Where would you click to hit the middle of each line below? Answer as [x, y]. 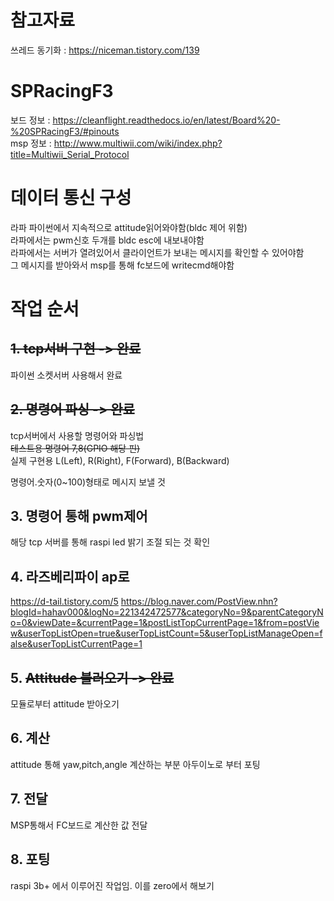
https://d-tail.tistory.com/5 [64, 602]
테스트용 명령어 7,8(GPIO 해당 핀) [75, 448]
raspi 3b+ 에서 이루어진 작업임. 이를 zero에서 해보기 [112, 885]
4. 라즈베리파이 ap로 [70, 576]
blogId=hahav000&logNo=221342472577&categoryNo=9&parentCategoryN [167, 612]
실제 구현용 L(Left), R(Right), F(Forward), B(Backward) [120, 460]
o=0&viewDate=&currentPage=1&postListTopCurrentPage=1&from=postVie [165, 623]
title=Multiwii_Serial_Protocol [70, 154]
